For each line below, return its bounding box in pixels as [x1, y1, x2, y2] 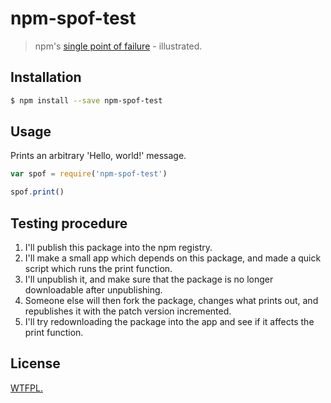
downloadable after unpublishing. [24, 284, 163, 296]
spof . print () [10, 187, 65, 197]
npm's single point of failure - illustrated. [34, 40, 203, 52]
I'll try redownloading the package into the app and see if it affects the [24, 316, 315, 327]
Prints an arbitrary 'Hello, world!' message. [10, 150, 187, 162]
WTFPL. [10, 382, 43, 394]
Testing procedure [10, 215, 128, 232]
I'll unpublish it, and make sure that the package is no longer [24, 273, 274, 285]
